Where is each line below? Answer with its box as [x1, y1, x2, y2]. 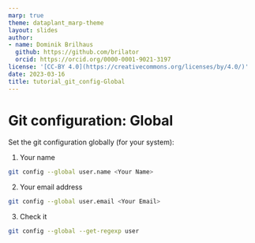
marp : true [8, 11, 44, 20]
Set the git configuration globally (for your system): [8, 137, 175, 147]
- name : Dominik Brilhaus [8, 41, 93, 49]
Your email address [19, 182, 83, 192]
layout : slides [8, 26, 58, 34]
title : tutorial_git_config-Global [8, 77, 126, 85]
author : [8, 33, 34, 42]
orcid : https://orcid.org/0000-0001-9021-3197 [15, 56, 171, 64]
